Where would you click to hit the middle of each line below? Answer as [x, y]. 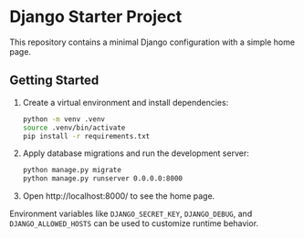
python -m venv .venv [63, 119]
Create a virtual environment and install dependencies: [126, 102]
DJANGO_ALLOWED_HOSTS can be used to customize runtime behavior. [134, 223]
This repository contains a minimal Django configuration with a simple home [152, 42]
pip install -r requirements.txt [86, 136]
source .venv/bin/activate [74, 128]
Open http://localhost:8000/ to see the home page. [119, 196]
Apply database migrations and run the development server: [136, 153]
